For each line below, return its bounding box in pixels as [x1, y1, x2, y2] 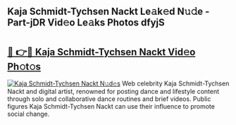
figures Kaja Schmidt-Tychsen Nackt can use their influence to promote [7, 102, 215, 110]
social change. [7, 109, 50, 118]
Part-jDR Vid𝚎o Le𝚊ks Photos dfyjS [7, 17, 165, 29]
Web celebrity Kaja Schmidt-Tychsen [122, 79, 230, 88]
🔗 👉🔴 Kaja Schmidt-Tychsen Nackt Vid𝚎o [7, 46, 196, 58]
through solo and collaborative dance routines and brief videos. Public [7, 95, 211, 103]
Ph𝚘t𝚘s [7, 60, 41, 73]
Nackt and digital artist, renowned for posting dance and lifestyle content [7, 88, 220, 95]
